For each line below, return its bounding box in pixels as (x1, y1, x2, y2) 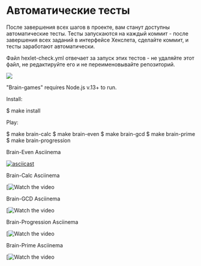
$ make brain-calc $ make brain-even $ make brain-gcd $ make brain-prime (6, 130, 196, 137)
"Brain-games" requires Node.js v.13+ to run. (6, 84, 117, 91)
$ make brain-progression (6, 137, 71, 144)
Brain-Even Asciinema (6, 148, 61, 155)
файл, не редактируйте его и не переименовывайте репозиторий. (6, 61, 175, 68)
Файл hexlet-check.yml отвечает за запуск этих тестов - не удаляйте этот (6, 54, 195, 61)
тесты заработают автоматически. (6, 43, 95, 50)
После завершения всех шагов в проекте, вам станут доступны (6, 23, 170, 31)
